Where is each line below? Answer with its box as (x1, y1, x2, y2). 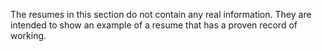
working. (10, 30, 47, 41)
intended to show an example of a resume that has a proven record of (10, 19, 298, 31)
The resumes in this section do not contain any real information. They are (10, 9, 312, 20)
